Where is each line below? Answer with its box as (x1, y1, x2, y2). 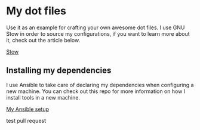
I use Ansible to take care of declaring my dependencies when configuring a (6, 81, 194, 88)
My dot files (6, 4, 67, 18)
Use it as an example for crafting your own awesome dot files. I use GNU (6, 24, 185, 31)
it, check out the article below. (6, 36, 81, 44)
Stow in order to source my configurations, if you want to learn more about (6, 30, 190, 37)
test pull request (6, 117, 47, 124)
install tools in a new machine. (6, 94, 81, 101)
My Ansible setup (6, 106, 50, 113)
